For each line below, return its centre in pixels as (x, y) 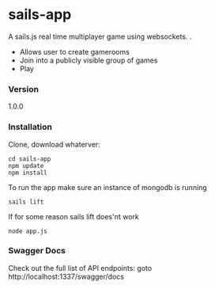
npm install (28, 173)
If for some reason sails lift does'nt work (74, 216)
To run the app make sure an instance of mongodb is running (107, 187)
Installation (30, 127)
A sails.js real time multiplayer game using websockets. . (100, 36)
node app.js (28, 231)
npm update (26, 165)
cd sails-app (30, 159)
